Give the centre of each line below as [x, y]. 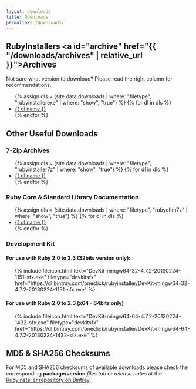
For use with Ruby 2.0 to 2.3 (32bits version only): [68, 258]
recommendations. [29, 85]
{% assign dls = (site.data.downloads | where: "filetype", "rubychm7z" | [101, 210]
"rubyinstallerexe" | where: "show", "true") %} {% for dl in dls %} [93, 103]
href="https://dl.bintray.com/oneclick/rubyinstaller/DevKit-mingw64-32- [102, 283]
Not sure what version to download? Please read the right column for [89, 79]
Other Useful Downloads [52, 134]
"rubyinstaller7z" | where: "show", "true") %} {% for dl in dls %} [92, 169]
